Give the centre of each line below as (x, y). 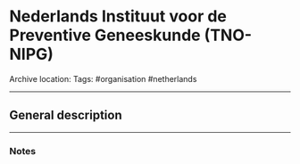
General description (66, 115)
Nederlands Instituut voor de (118, 16)
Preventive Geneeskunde (105, 35)
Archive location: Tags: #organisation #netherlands (103, 78)
